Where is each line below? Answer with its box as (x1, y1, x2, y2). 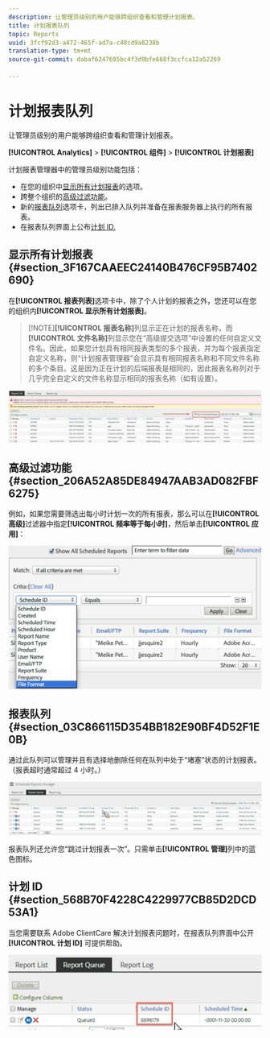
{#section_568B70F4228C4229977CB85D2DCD (8, 893, 257, 907)
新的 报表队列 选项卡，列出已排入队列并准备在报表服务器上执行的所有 (19, 201, 246, 211)
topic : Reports (8, 30, 59, 38)
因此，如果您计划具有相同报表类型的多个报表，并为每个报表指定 (49, 343, 261, 353)
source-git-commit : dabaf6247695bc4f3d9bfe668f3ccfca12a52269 (8, 56, 221, 64)
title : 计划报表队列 (8, 21, 70, 30)
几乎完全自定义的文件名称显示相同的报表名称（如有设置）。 (27, 373, 223, 383)
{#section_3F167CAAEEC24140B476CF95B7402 (8, 261, 258, 275)
